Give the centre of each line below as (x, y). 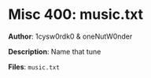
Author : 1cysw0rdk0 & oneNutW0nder (70, 36)
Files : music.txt (34, 67)
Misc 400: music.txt (76, 15)
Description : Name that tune (55, 51)
